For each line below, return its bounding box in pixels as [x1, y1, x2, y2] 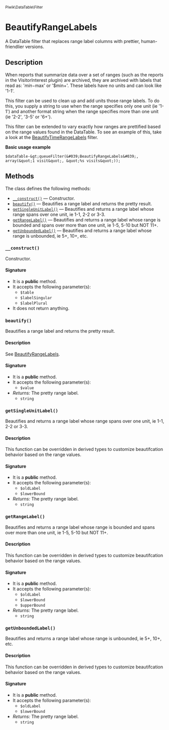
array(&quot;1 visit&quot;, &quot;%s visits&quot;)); [5, 158, 121, 163]
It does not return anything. [12, 305, 70, 311]
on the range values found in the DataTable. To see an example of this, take [5, 129, 162, 135]
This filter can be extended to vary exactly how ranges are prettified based [5, 123, 161, 129]
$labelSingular [20, 296, 52, 301]
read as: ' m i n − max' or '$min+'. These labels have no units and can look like [5, 82, 162, 88]
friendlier [5, 43, 24, 50]
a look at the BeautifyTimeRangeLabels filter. [5, 134, 98, 140]
